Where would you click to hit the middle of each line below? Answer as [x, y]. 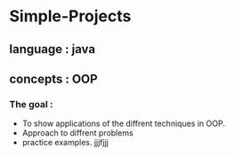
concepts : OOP [53, 78]
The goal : [31, 104]
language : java [52, 49]
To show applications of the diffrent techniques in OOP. [123, 124]
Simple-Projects [70, 16]
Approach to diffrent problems [77, 133]
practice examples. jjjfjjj [65, 143]
